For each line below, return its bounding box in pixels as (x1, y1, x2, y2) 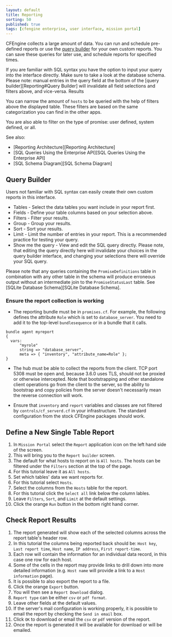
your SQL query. (13, 258, 48, 264)
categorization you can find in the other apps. (6, 109, 102, 115)
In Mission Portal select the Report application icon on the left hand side (13, 442, 166, 448)
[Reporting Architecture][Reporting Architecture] (13, 144, 115, 151)
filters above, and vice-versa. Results (6, 88, 84, 94)
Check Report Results (6, 516, 77, 525)
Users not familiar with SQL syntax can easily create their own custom (6, 188, 154, 194)
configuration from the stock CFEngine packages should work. (13, 413, 145, 419)
